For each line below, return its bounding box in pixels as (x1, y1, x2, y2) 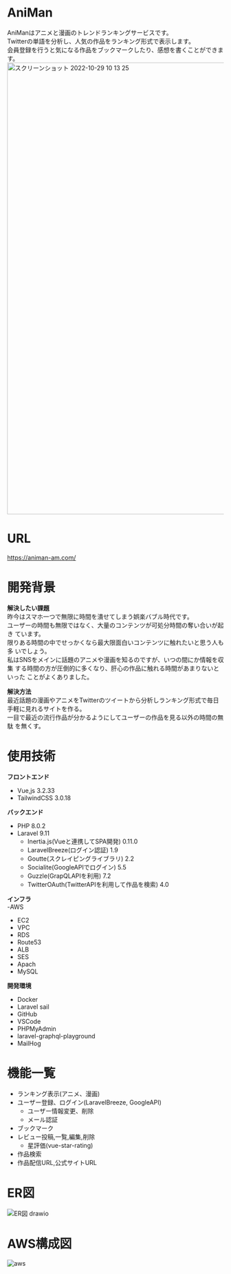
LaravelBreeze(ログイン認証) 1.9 (27, 845, 118, 854)
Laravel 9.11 (16, 829, 50, 837)
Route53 (16, 938, 41, 946)
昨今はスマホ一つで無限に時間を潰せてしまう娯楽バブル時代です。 (7, 612, 194, 621)
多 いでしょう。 (7, 646, 51, 655)
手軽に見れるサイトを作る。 (7, 704, 86, 712)
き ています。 (7, 629, 45, 638)
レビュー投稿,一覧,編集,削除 (16, 1132, 95, 1141)
